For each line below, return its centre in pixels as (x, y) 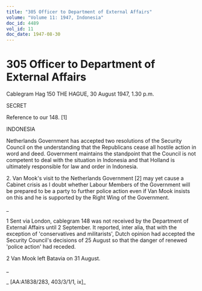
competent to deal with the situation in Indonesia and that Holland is (90, 160)
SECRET (17, 106)
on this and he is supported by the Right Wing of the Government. (88, 198)
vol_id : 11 (20, 29)
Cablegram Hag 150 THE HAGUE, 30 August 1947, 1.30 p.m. (80, 94)
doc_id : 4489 (23, 23)
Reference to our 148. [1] (37, 117)
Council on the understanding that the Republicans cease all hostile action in (101, 147)
